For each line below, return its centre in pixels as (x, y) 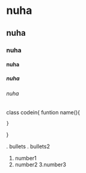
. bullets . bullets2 (28, 146)
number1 (26, 158)
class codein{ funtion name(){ (43, 112)
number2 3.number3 (40, 165)
